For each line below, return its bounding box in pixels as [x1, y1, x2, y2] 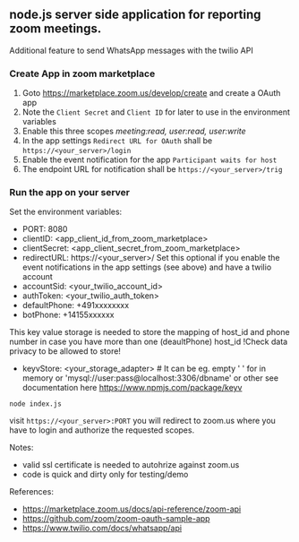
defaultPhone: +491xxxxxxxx [21, 300, 130, 311]
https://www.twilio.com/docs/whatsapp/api [21, 523, 182, 534]
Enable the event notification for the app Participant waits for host [21, 154, 278, 165]
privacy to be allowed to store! [9, 346, 121, 357]
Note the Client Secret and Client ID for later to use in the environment [21, 107, 291, 117]
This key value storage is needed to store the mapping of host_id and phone [9, 327, 290, 338]
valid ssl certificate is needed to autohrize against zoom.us [21, 460, 240, 470]
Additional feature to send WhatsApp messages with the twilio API [9, 45, 253, 56]
